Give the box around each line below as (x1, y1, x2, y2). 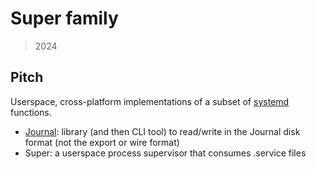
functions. (10, 106, 52, 118)
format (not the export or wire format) (24, 136, 180, 148)
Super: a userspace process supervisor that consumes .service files (24, 147, 307, 159)
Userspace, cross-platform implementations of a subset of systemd (10, 95, 290, 107)
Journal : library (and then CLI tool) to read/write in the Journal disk (24, 125, 301, 137)
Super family (10, 7, 119, 30)
